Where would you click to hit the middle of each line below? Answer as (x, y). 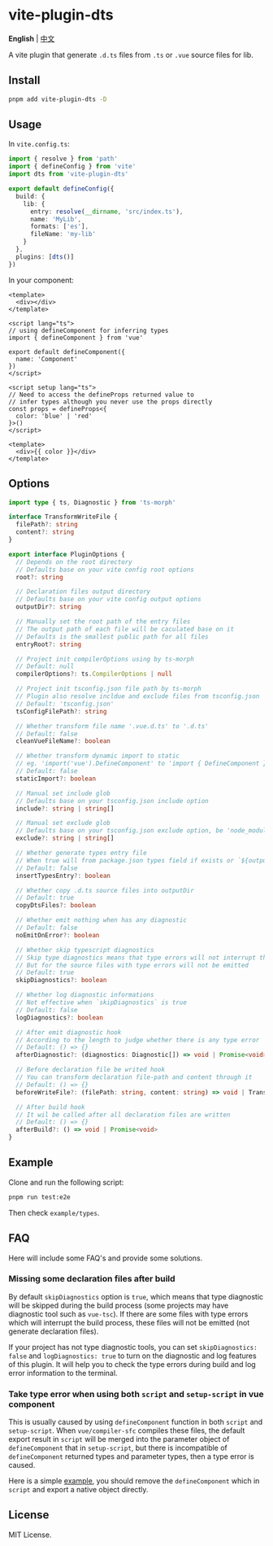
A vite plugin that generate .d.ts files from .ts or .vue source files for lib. (131, 55)
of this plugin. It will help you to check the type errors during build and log (132, 1364)
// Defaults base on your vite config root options (105, 570)
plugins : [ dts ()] (45, 257)
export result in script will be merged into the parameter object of (119, 1439)
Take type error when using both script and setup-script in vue (136, 1394)
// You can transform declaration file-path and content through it (134, 1077)
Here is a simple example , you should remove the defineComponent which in (134, 1481)
